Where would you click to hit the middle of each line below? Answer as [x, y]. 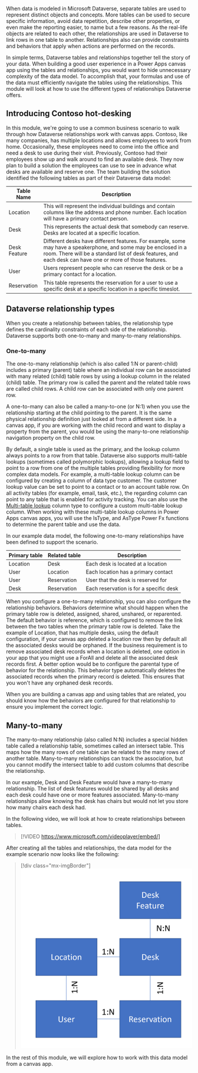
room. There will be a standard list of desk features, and [111, 254]
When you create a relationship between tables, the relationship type [90, 323]
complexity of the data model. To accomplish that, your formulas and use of [98, 76]
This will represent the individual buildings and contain [109, 206]
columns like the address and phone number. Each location [115, 212]
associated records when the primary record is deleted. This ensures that [95, 677]
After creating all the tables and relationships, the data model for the [89, 848]
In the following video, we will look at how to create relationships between [96, 818]
